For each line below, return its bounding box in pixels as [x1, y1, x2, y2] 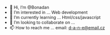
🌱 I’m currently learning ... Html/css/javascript [9, 15, 101, 20]
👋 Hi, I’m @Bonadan [9, 5, 49, 10]
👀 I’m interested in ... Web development [9, 9, 88, 15]
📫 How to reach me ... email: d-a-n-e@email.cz [9, 25, 105, 30]
